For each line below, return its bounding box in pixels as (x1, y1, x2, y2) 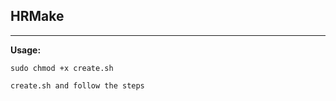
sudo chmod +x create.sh (10, 63, 114, 73)
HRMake (10, 8, 65, 25)
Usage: (10, 44, 42, 56)
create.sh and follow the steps (10, 80, 145, 91)
